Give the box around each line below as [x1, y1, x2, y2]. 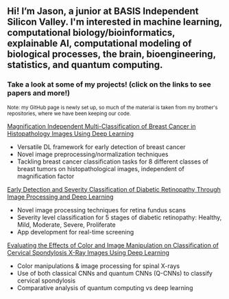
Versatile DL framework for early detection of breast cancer [16, 142, 186, 151]
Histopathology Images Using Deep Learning [7, 129, 134, 137]
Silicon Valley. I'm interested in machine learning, [7, 16, 223, 28]
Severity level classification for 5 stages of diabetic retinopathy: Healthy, [16, 213, 222, 221]
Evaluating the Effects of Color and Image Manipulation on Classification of [7, 241, 219, 250]
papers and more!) [7, 89, 71, 98]
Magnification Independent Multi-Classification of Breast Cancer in [7, 122, 197, 130]
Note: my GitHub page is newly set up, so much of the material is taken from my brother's [7, 104, 218, 111]
